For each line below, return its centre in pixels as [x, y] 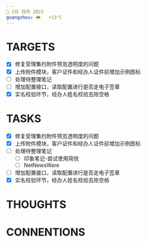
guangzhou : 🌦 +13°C [34, 17]
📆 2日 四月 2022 [25, 12]
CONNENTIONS [46, 232]
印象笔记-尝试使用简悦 [51, 158]
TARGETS [31, 47]
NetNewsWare [42, 165]
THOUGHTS [36, 205]
